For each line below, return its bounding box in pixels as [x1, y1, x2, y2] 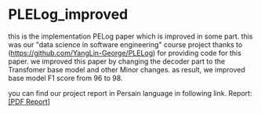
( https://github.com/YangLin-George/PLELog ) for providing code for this [8, 48, 241, 57]
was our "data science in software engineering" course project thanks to [8, 39, 243, 49]
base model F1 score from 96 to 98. [8, 73, 123, 83]
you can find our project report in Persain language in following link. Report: [8, 88, 252, 97]
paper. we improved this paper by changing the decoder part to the [8, 57, 226, 66]
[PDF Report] [8, 97, 51, 106]
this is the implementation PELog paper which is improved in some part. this [8, 31, 253, 41]
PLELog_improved [8, 6, 129, 24]
